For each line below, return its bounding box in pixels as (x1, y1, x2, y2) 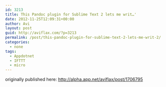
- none (9, 44, 23, 49)
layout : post (5, 26, 32, 31)
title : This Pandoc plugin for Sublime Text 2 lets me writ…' (5, 12, 137, 17)
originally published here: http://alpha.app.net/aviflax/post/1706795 (5, 77, 143, 83)
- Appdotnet (9, 53, 35, 59)
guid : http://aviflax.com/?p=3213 (5, 30, 77, 35)
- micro (9, 63, 26, 68)
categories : (5, 40, 30, 45)
